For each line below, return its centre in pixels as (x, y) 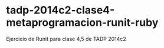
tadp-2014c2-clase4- (60, 10)
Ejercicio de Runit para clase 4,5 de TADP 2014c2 (66, 39)
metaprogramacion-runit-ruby (82, 23)
